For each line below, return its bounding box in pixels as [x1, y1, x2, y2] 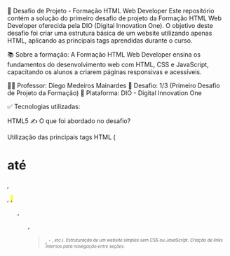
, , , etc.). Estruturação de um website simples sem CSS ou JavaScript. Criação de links [45, 235, 223, 245]
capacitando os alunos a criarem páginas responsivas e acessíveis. [7, 68, 202, 76]
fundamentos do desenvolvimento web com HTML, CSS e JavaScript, [7, 60, 209, 69]
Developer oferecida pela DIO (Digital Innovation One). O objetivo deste [7, 22, 214, 29]
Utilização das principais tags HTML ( [7, 133, 116, 141]
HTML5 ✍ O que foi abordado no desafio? [7, 117, 131, 125]
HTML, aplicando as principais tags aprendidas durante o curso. [7, 36, 193, 45]
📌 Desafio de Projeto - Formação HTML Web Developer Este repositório [7, 7, 215, 15]
